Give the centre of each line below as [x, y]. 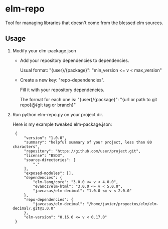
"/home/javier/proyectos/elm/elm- [123, 204]
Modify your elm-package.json [44, 50]
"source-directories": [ [50, 160]
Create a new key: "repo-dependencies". [62, 80]
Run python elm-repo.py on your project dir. [58, 114]
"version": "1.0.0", [45, 138]
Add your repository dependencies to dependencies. [74, 60]
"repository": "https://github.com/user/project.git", [82, 151]
